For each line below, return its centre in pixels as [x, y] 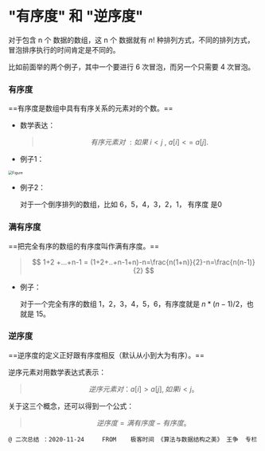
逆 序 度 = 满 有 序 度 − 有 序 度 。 [144, 422]
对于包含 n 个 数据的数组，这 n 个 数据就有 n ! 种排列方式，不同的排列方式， [131, 40]
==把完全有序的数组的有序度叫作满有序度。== [84, 246]
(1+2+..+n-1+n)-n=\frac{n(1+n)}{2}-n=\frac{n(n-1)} [173, 262]
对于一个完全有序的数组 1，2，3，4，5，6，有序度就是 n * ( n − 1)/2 [130, 304]
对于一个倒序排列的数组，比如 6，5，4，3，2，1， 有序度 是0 [121, 205]
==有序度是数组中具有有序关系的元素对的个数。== [91, 108]
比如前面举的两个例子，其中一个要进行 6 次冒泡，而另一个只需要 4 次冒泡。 [132, 67]
